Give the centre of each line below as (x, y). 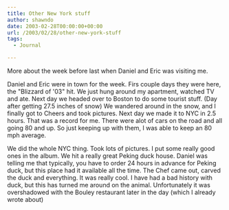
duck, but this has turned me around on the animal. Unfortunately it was (109, 185)
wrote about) (25, 199)
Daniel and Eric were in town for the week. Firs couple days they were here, (114, 84)
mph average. (27, 135)
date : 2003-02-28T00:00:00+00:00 (55, 26)
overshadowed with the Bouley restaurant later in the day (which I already (111, 192)
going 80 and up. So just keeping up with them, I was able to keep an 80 (109, 128)
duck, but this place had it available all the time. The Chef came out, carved (114, 170)
